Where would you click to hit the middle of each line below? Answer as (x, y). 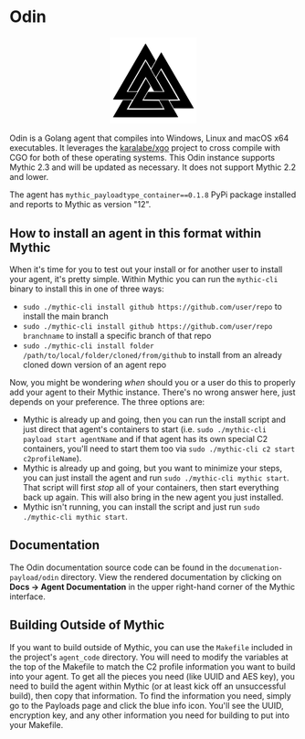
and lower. (29, 177)
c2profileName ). (52, 458)
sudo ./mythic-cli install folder (88, 346)
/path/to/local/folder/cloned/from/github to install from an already (152, 354)
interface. (27, 596)
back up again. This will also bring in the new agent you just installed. (153, 497)
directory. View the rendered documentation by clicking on (171, 576)
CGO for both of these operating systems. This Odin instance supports (142, 158)
